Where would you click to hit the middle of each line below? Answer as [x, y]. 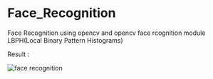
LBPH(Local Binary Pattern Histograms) [65, 40]
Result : [19, 54]
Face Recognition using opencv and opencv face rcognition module [106, 33]
